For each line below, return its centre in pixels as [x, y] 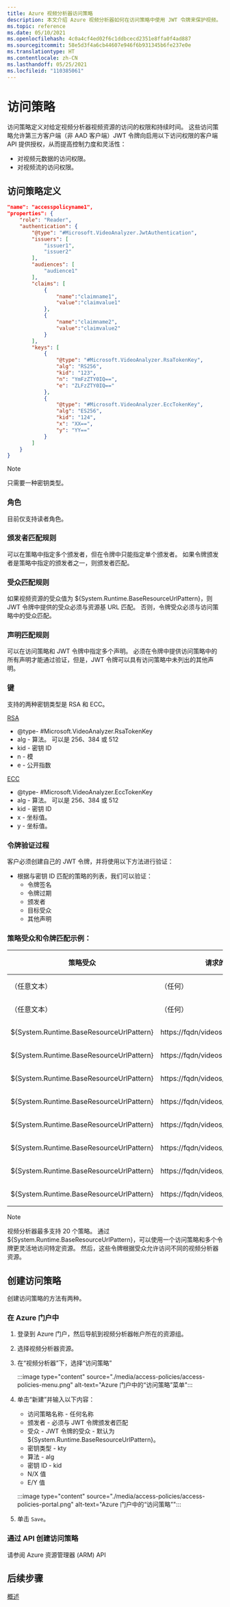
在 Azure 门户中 [33, 1318]
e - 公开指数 [34, 765]
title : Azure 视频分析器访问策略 [50, 13]
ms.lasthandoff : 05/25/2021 [47, 64]
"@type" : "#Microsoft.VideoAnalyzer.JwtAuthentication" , [114, 233]
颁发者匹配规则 [32, 538]
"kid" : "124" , [76, 418]
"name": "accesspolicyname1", [50, 207]
